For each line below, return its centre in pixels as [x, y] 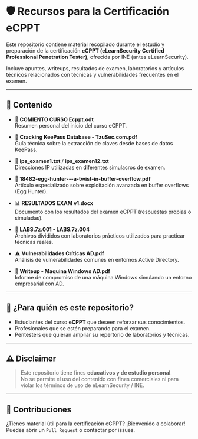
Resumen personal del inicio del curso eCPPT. [71, 125]
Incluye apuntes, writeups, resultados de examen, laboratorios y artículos [95, 68]
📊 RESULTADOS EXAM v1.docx [54, 203]
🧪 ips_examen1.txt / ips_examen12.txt [62, 161]
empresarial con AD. [39, 284]
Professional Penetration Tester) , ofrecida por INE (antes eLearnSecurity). [97, 57]
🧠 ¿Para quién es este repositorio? [70, 308]
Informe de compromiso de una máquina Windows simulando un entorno [103, 277]
